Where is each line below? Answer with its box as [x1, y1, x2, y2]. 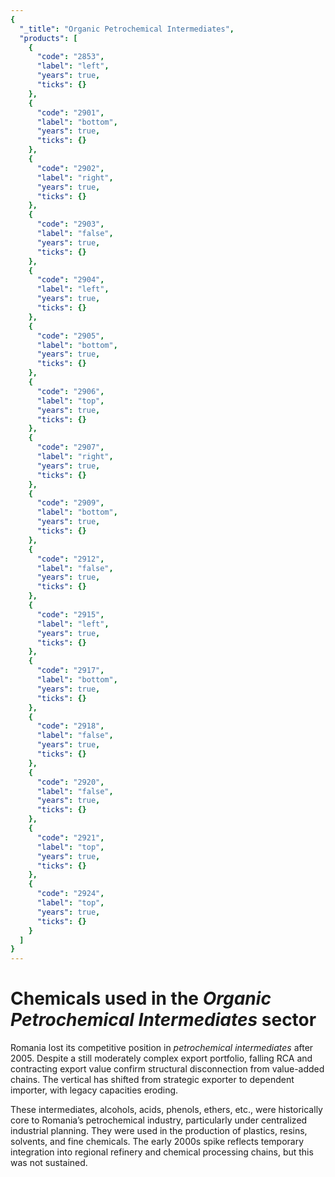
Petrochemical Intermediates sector [10, 1009, 317, 1031]
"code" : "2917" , [36, 666, 105, 676]
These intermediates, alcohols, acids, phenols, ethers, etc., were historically [10, 1104, 323, 1116]
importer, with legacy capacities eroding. [10, 1084, 179, 1096]
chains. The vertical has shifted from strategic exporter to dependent [10, 1074, 295, 1086]
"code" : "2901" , [36, 107, 105, 118]
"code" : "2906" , [36, 386, 105, 396]
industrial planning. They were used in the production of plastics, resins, [10, 1125, 308, 1137]
